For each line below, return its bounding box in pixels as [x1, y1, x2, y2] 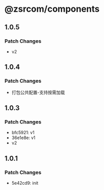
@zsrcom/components [4, 3, 100, 15]
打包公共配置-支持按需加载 [11, 89, 65, 95]
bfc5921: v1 [11, 130, 35, 136]
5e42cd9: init [11, 180, 38, 186]
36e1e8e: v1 [11, 135, 36, 141]
